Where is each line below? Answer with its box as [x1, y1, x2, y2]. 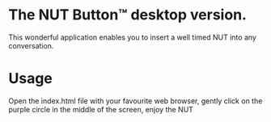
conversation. [8, 40, 54, 50]
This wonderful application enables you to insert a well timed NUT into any [8, 32, 257, 42]
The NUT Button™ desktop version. [8, 6, 247, 24]
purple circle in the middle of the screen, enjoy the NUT [8, 104, 194, 114]
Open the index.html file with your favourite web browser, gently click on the [8, 95, 263, 106]
